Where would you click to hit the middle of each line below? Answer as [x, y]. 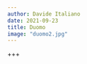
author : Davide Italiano [44, 14]
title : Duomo [27, 27]
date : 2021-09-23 [33, 21]
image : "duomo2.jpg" [38, 34]
